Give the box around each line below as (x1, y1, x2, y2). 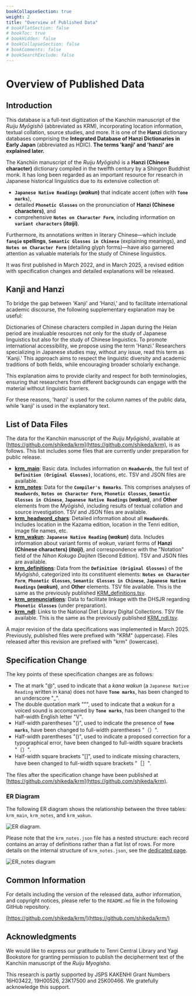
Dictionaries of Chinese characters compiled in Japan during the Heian (6, 323, 177, 331)
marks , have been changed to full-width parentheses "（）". (14, 726, 159, 734)
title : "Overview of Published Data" (6, 19, 98, 25)
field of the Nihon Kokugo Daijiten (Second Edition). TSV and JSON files (14, 552, 188, 560)
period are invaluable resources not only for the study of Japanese (6, 330, 167, 337)
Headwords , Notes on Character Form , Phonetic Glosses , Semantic (14, 490, 171, 497)
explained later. (6, 147, 45, 154)
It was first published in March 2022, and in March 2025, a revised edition (6, 261, 184, 268)
